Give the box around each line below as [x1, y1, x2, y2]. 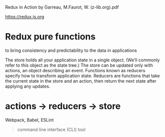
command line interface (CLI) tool [17, 126, 85, 133]
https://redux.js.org [5, 14, 44, 19]
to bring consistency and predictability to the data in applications [5, 47, 137, 53]
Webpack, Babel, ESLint [5, 117, 54, 123]
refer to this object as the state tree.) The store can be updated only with [5, 62, 153, 68]
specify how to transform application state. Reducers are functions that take [5, 73, 160, 79]
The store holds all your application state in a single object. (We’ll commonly [5, 57, 160, 63]
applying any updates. [5, 83, 50, 89]
